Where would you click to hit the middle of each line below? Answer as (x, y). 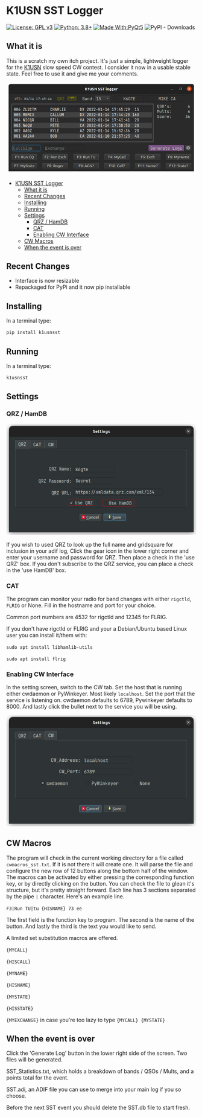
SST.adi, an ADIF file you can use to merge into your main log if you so (94, 1090)
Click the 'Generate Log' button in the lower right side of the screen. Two (97, 1053)
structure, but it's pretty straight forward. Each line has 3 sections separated (101, 890)
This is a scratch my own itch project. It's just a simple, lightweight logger (97, 60)
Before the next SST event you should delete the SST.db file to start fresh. (98, 1108)
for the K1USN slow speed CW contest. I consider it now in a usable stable (99, 67)
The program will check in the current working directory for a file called (95, 858)
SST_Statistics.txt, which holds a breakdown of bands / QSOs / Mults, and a (100, 1071)
